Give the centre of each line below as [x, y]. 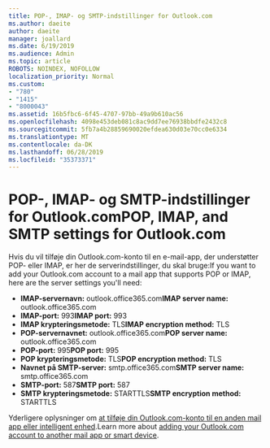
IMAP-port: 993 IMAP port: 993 [74, 316]
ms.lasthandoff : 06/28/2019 [56, 152]
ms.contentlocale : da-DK [50, 144]
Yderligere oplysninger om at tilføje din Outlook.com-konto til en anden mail [135, 418]
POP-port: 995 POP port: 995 [70, 350]
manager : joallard [39, 39]
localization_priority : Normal [61, 76]
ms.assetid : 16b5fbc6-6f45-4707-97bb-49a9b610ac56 [96, 115]
